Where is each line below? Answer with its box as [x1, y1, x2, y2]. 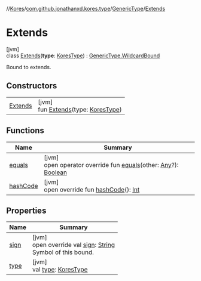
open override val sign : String [32, 241, 115, 249]
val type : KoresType [32, 265, 88, 274]
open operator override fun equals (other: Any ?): [44, 160, 179, 169]
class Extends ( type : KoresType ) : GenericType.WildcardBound [6, 52, 160, 59]
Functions [6, 125, 45, 136]
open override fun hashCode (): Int [44, 185, 140, 193]
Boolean [44, 168, 68, 177]
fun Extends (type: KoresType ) [38, 105, 122, 113]
